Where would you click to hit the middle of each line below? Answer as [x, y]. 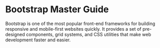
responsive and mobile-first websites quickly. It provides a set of [73, 29]
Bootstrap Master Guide [57, 9]
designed [15, 34]
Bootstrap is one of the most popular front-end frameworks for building [80, 23]
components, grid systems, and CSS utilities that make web [89, 34]
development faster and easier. [38, 40]
